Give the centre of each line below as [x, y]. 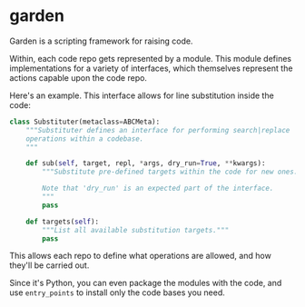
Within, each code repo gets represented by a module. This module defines [151, 58]
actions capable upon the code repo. [79, 77]
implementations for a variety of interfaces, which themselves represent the [151, 68]
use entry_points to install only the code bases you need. [117, 292]
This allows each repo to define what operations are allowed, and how [141, 256]
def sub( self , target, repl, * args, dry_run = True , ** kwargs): [146, 163]
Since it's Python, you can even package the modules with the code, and [146, 283]
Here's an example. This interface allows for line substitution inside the [142, 95]
